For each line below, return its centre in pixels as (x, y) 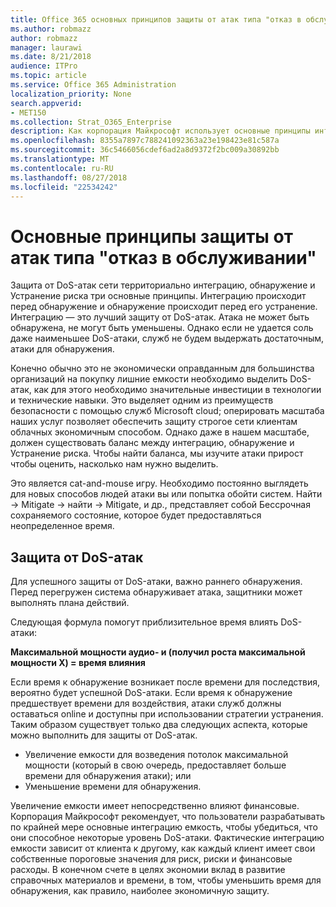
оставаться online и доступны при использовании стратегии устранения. (167, 714)
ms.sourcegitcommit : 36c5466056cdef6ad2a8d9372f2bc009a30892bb (145, 150)
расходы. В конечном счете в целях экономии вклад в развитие (148, 870)
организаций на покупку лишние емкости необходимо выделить (149, 379)
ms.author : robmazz (51, 29)
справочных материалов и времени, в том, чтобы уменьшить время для (166, 880)
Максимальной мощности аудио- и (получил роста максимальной (158, 652)
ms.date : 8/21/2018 (51, 57)
